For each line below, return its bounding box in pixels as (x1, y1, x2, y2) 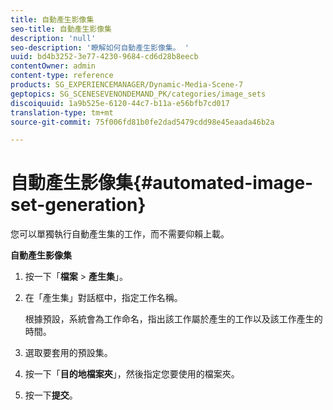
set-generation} (10, 194, 147, 216)
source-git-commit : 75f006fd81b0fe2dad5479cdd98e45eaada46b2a (10, 117, 275, 127)
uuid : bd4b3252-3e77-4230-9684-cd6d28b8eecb (10, 52, 199, 62)
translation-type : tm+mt (10, 107, 114, 118)
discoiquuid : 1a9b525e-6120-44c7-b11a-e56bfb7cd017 (10, 98, 230, 108)
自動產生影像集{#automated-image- (10, 172, 314, 195)
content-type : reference (10, 71, 114, 81)
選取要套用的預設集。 (24, 347, 113, 359)
